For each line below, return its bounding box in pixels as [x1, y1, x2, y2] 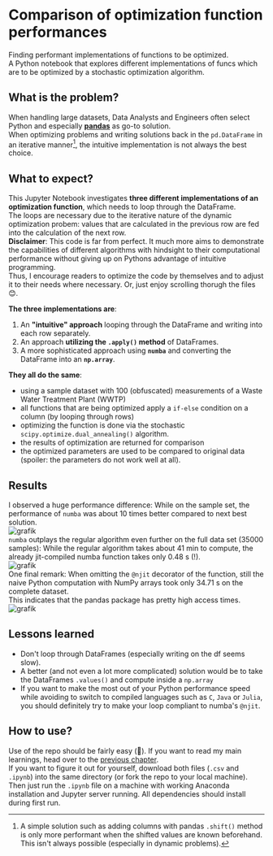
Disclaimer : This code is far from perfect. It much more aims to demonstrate [8, 237, 264, 246]
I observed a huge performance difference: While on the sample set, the [8, 500, 250, 510]
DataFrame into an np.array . [19, 354, 115, 364]
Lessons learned [8, 628, 95, 641]
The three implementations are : [8, 304, 117, 314]
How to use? [8, 724, 73, 738]
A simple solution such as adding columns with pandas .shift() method [19, 821, 263, 831]
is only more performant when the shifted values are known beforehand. [19, 829, 262, 839]
